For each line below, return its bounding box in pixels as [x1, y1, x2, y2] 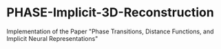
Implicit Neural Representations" [6, 34, 98, 42]
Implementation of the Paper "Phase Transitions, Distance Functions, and [6, 27, 214, 35]
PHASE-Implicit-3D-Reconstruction [6, 5, 214, 20]
